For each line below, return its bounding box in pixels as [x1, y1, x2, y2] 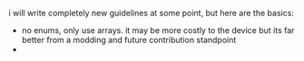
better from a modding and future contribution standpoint [21, 35, 237, 45]
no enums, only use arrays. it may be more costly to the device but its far [21, 25, 295, 35]
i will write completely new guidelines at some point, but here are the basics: [8, 8, 294, 18]
